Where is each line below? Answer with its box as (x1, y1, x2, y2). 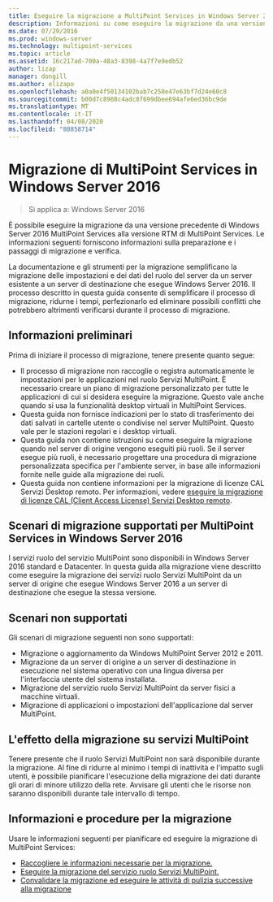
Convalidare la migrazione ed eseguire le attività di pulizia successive (19, 875, 253, 885)
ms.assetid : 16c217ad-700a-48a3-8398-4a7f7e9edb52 (8, 58, 184, 66)
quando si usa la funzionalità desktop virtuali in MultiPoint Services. (19, 400, 247, 410)
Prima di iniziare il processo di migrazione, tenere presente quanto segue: (8, 350, 255, 360)
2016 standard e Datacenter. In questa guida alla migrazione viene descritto (8, 562, 262, 571)
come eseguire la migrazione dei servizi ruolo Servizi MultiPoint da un (8, 570, 242, 580)
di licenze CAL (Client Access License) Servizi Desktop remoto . (19, 495, 233, 505)
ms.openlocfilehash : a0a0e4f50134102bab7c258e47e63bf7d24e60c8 (8, 87, 227, 96)
